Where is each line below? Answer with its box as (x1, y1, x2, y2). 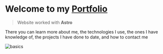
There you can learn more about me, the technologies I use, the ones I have (5, 29, 158, 35)
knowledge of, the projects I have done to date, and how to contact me (5, 34, 148, 40)
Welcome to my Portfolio (5, 3, 108, 15)
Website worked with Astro (17, 19, 73, 25)
